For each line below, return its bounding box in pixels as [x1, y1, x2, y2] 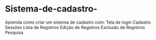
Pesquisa [5, 29, 23, 35]
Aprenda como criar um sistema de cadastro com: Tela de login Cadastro [5, 19, 151, 25]
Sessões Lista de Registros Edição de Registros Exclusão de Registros [5, 24, 145, 30]
